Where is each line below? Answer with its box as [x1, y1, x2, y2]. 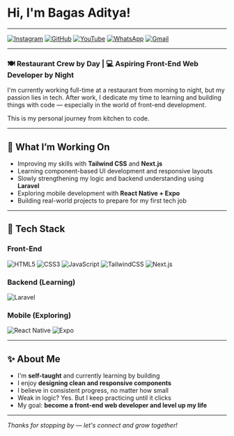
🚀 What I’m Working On [7, 141, 110, 153]
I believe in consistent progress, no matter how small [17, 387, 169, 395]
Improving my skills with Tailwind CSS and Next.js [17, 159, 163, 168]
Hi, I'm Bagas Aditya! [7, 5, 131, 21]
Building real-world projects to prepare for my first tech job [17, 196, 187, 205]
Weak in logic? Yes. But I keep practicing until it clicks [17, 394, 172, 402]
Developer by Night [7, 70, 75, 79]
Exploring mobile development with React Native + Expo [17, 189, 180, 198]
